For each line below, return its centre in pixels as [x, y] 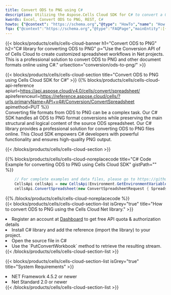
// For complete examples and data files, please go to [75, 179]
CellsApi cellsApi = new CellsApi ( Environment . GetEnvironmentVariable [91, 184]
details [12, 224]
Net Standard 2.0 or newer [40, 282]
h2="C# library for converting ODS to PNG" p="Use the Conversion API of [83, 49]
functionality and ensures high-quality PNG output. [59, 140]
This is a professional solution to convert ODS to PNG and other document [83, 59]
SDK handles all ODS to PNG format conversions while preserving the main [84, 118]
